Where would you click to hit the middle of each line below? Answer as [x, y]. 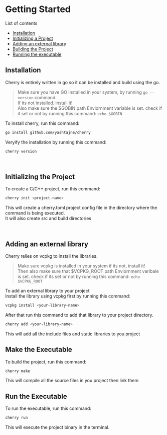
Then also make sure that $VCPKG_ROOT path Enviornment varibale [88, 271]
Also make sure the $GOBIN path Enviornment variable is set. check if [90, 108]
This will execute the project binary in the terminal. [57, 427]
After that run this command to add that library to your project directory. [79, 315]
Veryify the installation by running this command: [56, 142]
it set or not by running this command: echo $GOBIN [70, 113]
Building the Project [33, 49]
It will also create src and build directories [48, 219]
